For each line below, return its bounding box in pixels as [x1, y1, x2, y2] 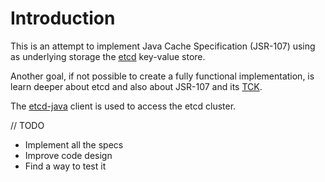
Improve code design [24, 149, 113, 161]
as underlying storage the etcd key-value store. [10, 50, 206, 62]
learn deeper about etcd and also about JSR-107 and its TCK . [10, 80, 263, 92]
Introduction [10, 7, 116, 30]
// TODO [10, 119, 45, 131]
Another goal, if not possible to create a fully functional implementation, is [10, 70, 315, 82]
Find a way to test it [24, 160, 107, 172]
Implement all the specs [24, 138, 124, 151]
